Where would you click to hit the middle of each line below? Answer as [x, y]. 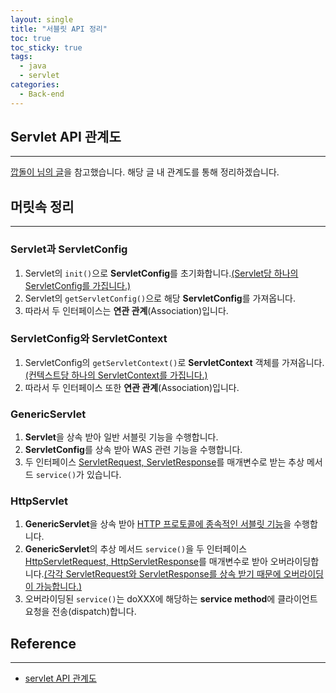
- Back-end [42, 94]
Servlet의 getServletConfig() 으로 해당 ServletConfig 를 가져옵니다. [160, 298]
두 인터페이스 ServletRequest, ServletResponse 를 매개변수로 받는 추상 [164, 462]
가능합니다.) [59, 587]
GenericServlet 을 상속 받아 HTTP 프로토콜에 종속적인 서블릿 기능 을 [158, 524]
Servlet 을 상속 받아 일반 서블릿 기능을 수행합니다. [121, 437]
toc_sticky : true [46, 47]
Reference [43, 643]
